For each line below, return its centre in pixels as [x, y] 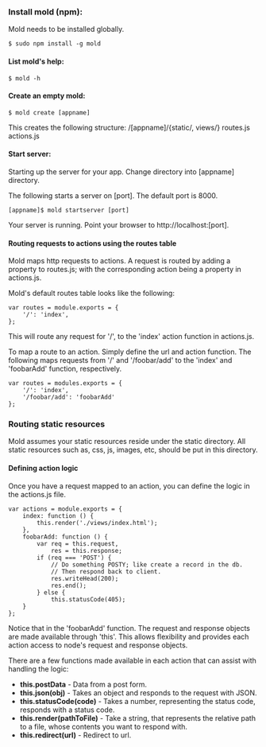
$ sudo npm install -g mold [55, 44]
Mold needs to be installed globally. [66, 29]
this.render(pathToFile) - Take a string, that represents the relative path [138, 718]
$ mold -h [25, 78]
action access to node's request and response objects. [98, 645]
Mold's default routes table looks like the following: [91, 294]
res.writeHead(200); [85, 578]
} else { [51, 592]
